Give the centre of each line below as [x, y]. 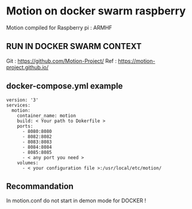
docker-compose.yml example [65, 86]
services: [19, 105]
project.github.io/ [28, 67]
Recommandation [40, 186]
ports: [25, 126]
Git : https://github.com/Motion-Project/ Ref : [62, 60]
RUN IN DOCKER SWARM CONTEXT [74, 46]
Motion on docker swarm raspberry [96, 11]
